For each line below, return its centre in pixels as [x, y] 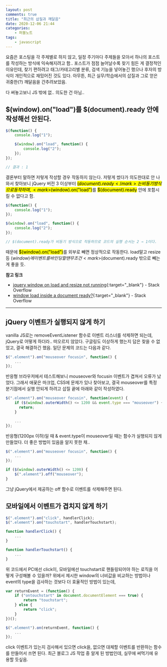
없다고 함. [26, 196]
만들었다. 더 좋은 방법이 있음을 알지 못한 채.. [48, 442]
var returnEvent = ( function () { [40, 591]
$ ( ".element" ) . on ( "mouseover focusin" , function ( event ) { [67, 398]
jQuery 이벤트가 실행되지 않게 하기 [56, 322]
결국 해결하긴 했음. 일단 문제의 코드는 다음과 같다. [63, 347]
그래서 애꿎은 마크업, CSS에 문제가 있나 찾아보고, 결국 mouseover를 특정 [87, 382]
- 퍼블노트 [24, 33]
